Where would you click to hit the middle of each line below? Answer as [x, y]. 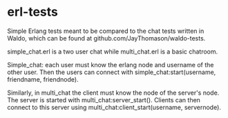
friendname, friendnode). [43, 79]
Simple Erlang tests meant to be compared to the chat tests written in [106, 31]
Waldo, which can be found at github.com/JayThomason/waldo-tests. [106, 38]
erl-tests [33, 12]
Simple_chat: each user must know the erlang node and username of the [111, 64]
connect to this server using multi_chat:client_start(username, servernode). [114, 107]
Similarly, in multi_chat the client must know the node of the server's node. [113, 93]
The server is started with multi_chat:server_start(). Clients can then [104, 99]
